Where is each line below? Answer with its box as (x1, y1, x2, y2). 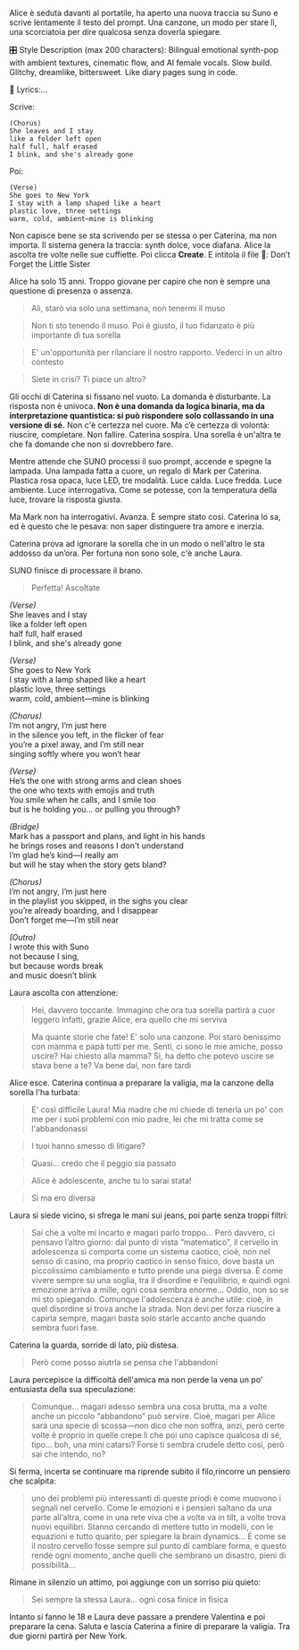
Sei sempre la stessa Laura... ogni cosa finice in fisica (30, 1595, 229, 1604)
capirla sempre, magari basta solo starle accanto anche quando (30, 1313, 266, 1323)
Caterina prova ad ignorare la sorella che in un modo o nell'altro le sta (9, 539, 265, 549)
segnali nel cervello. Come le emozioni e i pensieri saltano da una (30, 1502, 272, 1513)
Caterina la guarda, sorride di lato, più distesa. (9, 1340, 179, 1350)
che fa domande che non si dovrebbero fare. (9, 438, 174, 449)
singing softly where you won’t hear (9, 749, 141, 759)
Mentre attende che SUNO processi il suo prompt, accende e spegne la (9, 456, 272, 466)
